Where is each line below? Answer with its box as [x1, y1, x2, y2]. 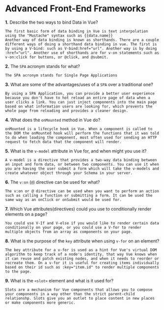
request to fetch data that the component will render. [5, 139, 122, 144]
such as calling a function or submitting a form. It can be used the [5, 193, 153, 198]
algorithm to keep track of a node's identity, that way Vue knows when [5, 252, 157, 257]
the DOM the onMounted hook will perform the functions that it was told [5, 131, 160, 136]
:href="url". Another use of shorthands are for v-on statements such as [5, 50, 160, 55]
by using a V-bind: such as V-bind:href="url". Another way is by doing [5, 46, 157, 51]
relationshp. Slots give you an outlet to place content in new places [5, 296, 155, 301]
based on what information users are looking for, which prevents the [5, 104, 153, 109]
